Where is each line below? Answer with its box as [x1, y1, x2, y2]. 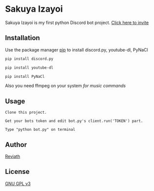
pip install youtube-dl [5, 65, 54, 70]
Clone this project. [5, 110, 47, 115]
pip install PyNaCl [5, 74, 45, 79]
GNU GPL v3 [5, 180, 31, 187]
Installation [5, 34, 40, 42]
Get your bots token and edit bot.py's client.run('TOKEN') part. [5, 119, 143, 123]
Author [5, 141, 27, 149]
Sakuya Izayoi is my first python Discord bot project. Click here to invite [5, 20, 149, 25]
